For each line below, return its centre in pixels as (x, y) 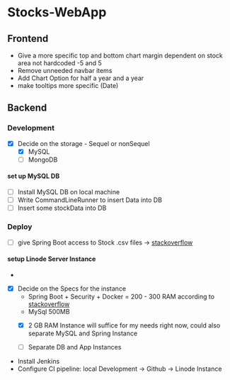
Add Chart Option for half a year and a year (81, 78)
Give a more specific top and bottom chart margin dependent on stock (120, 55)
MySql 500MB (49, 311)
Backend (27, 108)
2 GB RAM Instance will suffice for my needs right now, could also (124, 325)
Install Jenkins (39, 362)
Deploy (20, 227)
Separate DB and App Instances (75, 347)
